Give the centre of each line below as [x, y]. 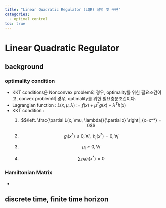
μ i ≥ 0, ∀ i [91, 147]
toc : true [15, 24]
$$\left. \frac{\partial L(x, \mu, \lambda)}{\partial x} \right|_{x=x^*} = [91, 120]
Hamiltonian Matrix [29, 173]
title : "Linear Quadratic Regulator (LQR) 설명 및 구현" [63, 10]
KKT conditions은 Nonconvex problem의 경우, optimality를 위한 [76, 92]
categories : [17, 14]
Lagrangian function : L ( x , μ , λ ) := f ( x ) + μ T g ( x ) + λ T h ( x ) [69, 104]
